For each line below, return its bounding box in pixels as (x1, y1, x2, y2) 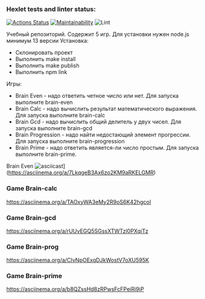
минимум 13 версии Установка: (6, 37, 89, 45)
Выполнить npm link (15, 68, 67, 76)
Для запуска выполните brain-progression (15, 138, 125, 145)
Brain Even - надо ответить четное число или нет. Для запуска (15, 92, 179, 100)
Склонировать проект (15, 49, 73, 56)
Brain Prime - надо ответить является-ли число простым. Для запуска (15, 144, 199, 152)
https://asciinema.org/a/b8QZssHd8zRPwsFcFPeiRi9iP (6, 286, 144, 293)
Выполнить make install (15, 56, 76, 63)
